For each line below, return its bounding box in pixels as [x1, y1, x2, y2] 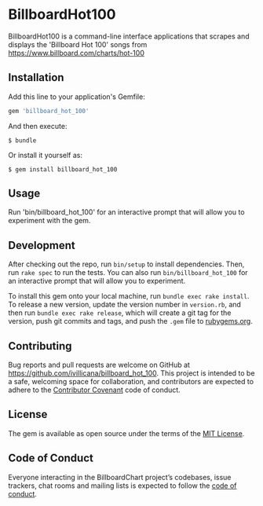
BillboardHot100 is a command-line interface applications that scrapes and [8, 31, 250, 41]
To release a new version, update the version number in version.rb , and [8, 300, 242, 310]
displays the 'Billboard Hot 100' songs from [8, 39, 148, 49]
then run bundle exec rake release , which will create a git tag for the [8, 308, 232, 317]
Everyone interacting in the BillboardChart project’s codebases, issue [8, 472, 232, 482]
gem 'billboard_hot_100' [8, 107, 89, 115]
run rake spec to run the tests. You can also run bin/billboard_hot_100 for [8, 268, 249, 277]
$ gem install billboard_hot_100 [8, 165, 118, 174]
